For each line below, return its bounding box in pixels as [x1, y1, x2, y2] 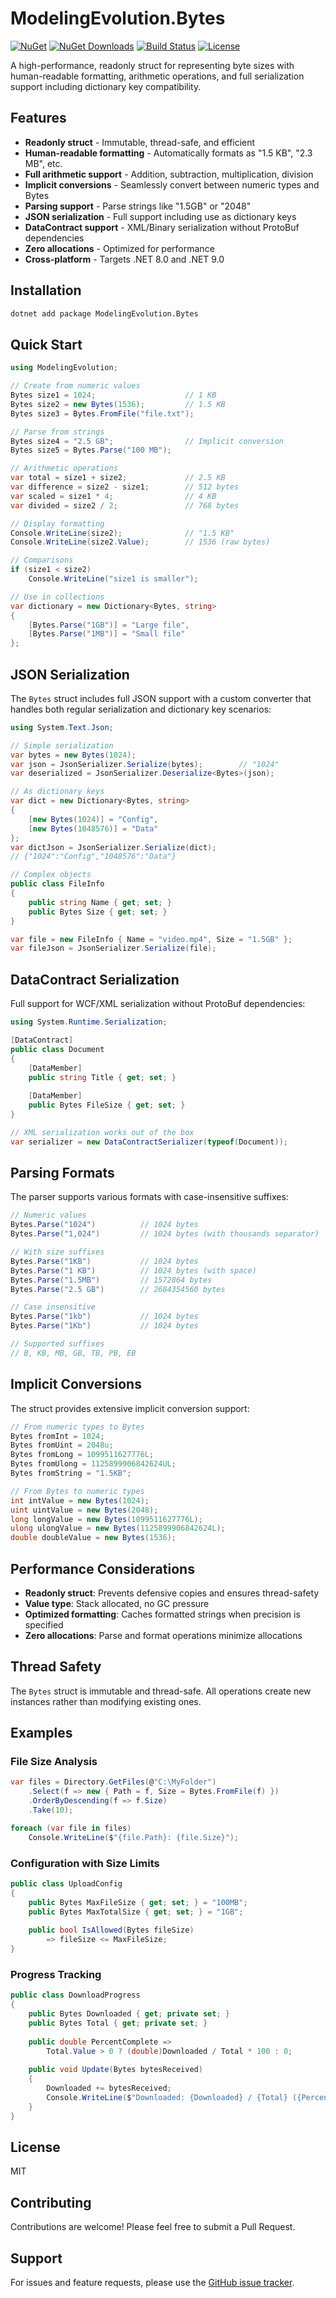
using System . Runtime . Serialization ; [10, 1017, 168, 1027]
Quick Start [10, 336, 83, 353]
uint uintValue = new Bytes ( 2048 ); [10, 1505, 159, 1515]
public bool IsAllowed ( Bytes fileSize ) [28, 1925, 195, 1936]
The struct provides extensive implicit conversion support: [10, 1402, 250, 1414]
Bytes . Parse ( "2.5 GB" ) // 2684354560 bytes [10, 1284, 226, 1294]
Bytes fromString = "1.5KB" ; [10, 1468, 132, 1478]
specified [24, 1618, 64, 1631]
